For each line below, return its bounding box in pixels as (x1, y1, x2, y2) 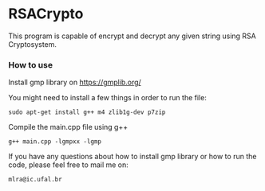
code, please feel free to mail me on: (8, 160, 129, 170)
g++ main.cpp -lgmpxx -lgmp (8, 138, 102, 146)
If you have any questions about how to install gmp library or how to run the (8, 152, 257, 162)
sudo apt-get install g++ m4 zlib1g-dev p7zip (8, 108, 166, 116)
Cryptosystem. (8, 39, 57, 49)
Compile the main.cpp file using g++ (8, 123, 129, 132)
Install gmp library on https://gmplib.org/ (8, 77, 141, 88)
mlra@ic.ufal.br (8, 176, 62, 184)
